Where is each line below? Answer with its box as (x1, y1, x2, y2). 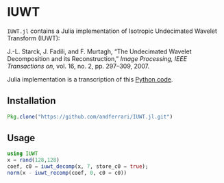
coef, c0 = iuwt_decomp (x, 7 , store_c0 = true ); (7, 163, 149, 170)
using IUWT (7, 150, 38, 158)
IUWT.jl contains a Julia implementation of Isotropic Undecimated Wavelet (7, 27, 218, 35)
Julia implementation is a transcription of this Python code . (7, 75, 173, 83)
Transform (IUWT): (7, 34, 60, 42)
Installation (7, 95, 56, 107)
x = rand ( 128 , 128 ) (7, 157, 60, 164)
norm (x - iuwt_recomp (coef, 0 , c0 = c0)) (7, 169, 127, 177)
